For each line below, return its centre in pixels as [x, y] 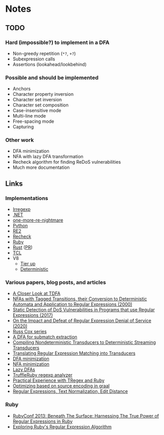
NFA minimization [31, 364]
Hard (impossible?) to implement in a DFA [57, 42]
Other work [20, 140]
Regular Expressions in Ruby [43, 421]
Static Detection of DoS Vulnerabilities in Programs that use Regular [84, 310]
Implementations [27, 198]
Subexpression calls [34, 59]
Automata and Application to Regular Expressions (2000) [72, 304]
